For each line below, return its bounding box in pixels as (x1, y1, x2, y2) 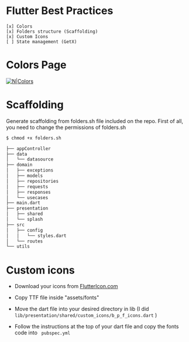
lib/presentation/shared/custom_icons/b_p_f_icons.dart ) (14, 312, 157, 319)
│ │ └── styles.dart (6, 232, 67, 238)
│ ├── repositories (6, 178, 59, 184)
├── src (6, 221, 25, 228)
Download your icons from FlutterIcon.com (14, 283, 118, 290)
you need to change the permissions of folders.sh (6, 124, 126, 131)
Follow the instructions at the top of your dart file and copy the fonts (14, 323, 179, 330)
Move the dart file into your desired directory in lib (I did (14, 306, 149, 313)
